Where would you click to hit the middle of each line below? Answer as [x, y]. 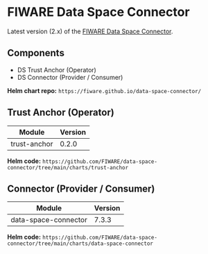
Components [36, 53]
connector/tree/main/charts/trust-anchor [68, 167]
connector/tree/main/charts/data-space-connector [80, 244]
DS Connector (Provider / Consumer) [70, 77]
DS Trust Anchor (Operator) [57, 69]
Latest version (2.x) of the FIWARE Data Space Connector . [90, 31]
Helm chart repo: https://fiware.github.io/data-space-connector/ [104, 90]
